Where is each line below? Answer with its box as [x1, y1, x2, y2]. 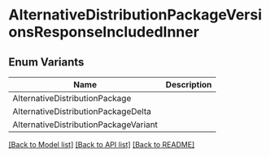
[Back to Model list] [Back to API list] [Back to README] [8, 140, 195, 149]
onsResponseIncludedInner [8, 23, 199, 41]
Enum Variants [8, 55, 85, 69]
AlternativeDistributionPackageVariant [12, 119, 159, 130]
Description [165, 79, 212, 90]
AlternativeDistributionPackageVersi [8, 6, 263, 24]
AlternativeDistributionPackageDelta [12, 106, 152, 117]
